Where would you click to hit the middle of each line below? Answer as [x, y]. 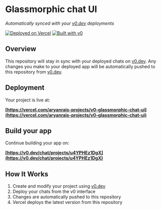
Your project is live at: [28, 100]
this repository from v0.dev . [34, 72]
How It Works [27, 174]
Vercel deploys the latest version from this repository [67, 202]
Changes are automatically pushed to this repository [67, 197]
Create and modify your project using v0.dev [59, 186]
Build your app [28, 130]
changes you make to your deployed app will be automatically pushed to [80, 66]
